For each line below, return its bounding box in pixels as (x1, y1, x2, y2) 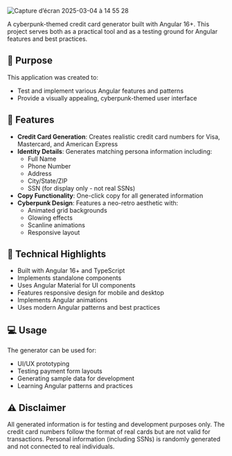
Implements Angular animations (17, 296, 108, 304)
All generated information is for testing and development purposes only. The (7, 420, 225, 429)
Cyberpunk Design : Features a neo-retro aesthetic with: (17, 198, 179, 207)
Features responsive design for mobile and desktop (17, 288, 165, 297)
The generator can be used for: (7, 347, 97, 355)
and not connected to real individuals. (7, 442, 115, 450)
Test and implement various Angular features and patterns (17, 87, 184, 95)
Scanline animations (27, 220, 85, 229)
